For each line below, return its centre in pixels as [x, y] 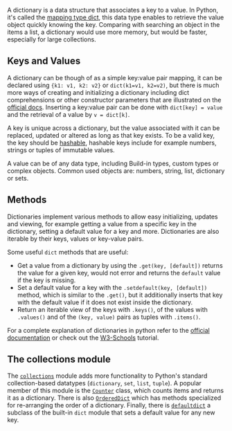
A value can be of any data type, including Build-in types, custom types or [113, 163]
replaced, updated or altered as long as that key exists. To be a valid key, [111, 135]
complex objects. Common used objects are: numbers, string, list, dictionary [116, 171]
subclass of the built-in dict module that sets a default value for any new [111, 413]
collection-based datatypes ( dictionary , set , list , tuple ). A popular [105, 383]
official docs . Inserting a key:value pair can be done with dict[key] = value [115, 107]
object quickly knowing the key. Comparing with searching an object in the [114, 25]
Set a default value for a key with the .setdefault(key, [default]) [112, 287]
